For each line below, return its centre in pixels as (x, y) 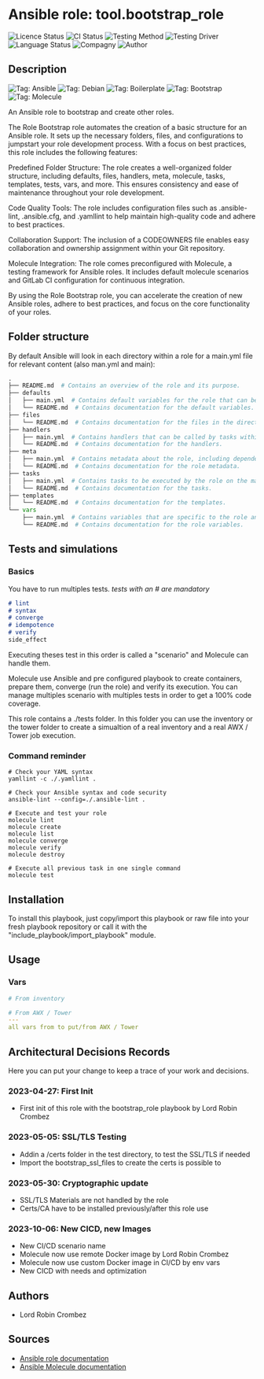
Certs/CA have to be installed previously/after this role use (114, 1208)
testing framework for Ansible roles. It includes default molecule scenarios (128, 271)
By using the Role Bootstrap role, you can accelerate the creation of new (125, 295)
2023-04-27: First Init (51, 1091)
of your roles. (30, 312)
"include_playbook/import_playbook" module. (82, 935)
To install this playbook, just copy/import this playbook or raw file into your (128, 918)
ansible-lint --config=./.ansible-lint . (77, 800)
